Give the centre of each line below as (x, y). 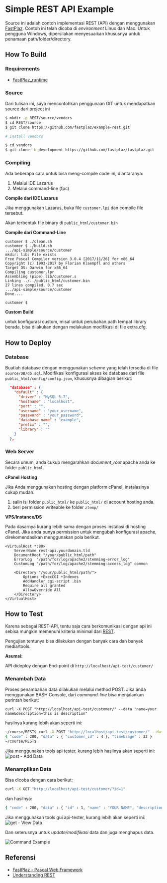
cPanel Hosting (21, 477)
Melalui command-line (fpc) (41, 189)
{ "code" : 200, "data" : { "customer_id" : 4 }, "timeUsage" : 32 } (79, 736)
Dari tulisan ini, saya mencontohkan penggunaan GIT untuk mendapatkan (80, 103)
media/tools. (18, 646)
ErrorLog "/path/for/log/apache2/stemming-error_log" (72, 559)
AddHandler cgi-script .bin (52, 581)
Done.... (14, 294)
